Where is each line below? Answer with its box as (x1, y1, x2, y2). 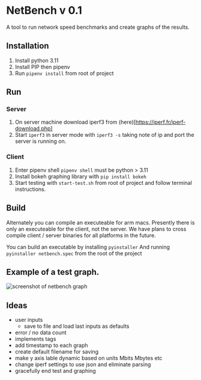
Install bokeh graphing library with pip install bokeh (14, 172, 147, 180)
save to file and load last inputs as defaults (23, 322, 130, 330)
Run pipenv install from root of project (14, 70, 114, 77)
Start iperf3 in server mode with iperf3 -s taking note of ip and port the (14, 131, 194, 139)
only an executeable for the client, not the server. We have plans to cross (6, 225, 187, 232)
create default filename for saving (14, 348, 99, 355)
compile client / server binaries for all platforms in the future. (6, 232, 156, 239)
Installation (6, 41, 49, 51)
